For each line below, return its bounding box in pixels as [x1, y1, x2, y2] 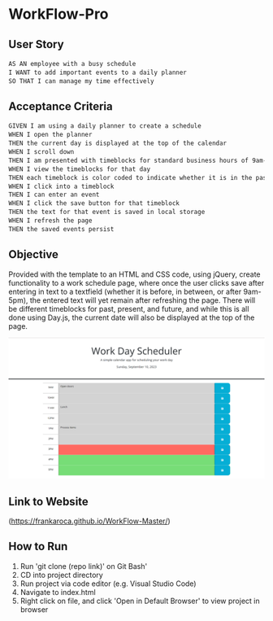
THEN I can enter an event [8, 190, 100, 199]
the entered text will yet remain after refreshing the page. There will [29, 295, 256, 305]
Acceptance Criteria [8, 99, 113, 114]
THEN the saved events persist [8, 225, 115, 233]
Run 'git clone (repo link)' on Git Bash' [19, 561, 148, 571]
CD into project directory [19, 570, 103, 579]
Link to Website [8, 494, 89, 509]
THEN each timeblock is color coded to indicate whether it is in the [8, 173, 253, 181]
